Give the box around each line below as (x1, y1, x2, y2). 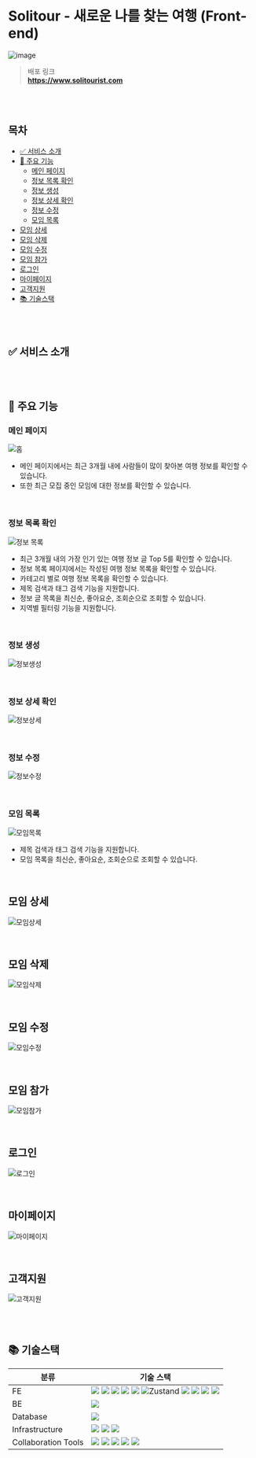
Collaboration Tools (12, 1437, 84, 1448)
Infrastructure (12, 1424, 63, 1435)
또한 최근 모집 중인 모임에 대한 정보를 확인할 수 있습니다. (19, 481, 192, 490)
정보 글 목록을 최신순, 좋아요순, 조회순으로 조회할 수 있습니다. (19, 593, 207, 603)
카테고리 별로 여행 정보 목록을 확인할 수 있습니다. (19, 574, 169, 583)
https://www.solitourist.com (27, 76, 123, 85)
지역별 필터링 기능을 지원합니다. (19, 603, 116, 612)
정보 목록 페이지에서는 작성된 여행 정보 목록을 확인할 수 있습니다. (19, 563, 217, 573)
